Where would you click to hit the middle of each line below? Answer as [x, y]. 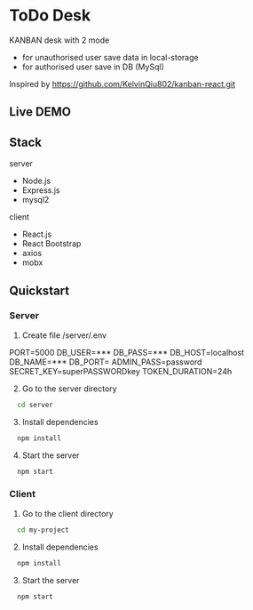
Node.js [36, 181]
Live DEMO [40, 112]
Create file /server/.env [64, 335]
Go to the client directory [67, 513]
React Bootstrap [51, 244]
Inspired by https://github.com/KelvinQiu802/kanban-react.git [123, 84]
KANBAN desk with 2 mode [59, 40]
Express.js [41, 190]
